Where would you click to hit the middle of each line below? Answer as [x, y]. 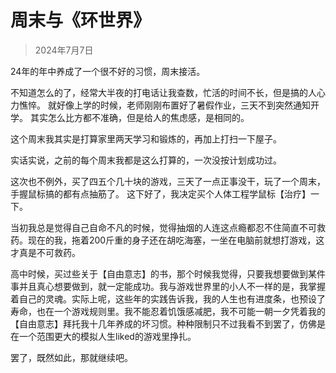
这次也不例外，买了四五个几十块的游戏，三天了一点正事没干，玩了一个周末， [168, 181]
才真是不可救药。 [45, 252]
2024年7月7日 [64, 50]
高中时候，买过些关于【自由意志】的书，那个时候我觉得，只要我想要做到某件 [168, 273]
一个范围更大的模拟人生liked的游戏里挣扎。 [107, 336]
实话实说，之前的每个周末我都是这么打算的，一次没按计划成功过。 [146, 160]
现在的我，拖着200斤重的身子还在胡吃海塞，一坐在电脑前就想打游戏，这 [176, 240]
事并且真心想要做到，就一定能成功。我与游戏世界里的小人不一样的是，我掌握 [168, 286]
